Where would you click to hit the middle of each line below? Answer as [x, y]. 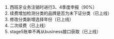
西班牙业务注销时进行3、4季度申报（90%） [53, 7]
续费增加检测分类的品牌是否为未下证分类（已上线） [61, 13]
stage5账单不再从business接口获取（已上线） [55, 31]
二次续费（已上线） [29, 25]
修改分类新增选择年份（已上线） [41, 19]
